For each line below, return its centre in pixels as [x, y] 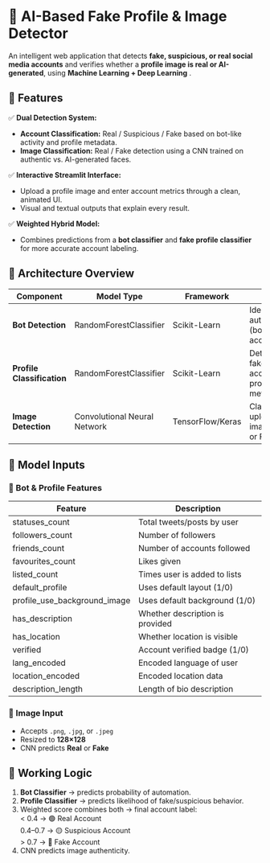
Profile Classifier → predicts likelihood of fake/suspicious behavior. [132, 801]
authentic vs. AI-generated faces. [76, 159]
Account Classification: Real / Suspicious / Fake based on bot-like [131, 134]
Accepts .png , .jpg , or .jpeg [67, 730]
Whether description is [181, 614]
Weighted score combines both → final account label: [108, 810]
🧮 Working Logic [50, 773]
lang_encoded [39, 663]
